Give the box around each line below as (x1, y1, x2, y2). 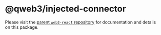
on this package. (5, 24, 39, 30)
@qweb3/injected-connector (5, 3, 126, 14)
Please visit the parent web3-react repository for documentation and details (5, 19, 156, 25)
